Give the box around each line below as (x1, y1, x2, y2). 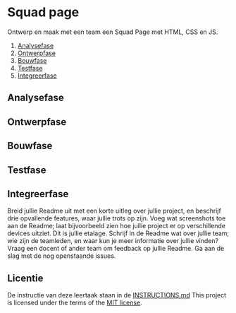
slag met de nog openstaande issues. (7, 252, 116, 260)
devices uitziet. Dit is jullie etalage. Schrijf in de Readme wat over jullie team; (7, 229, 230, 237)
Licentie (7, 272, 44, 284)
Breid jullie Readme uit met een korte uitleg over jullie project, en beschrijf (7, 206, 222, 215)
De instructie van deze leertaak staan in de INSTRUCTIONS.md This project (7, 291, 227, 300)
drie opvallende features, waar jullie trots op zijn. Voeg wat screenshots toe (7, 214, 226, 223)
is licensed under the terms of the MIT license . (7, 298, 142, 307)
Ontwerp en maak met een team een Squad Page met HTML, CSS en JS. (7, 28, 218, 36)
